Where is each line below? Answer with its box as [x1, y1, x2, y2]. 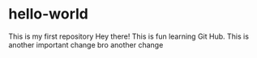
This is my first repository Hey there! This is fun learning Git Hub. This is [8, 31, 250, 41]
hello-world [8, 5, 89, 23]
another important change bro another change [8, 39, 164, 49]
